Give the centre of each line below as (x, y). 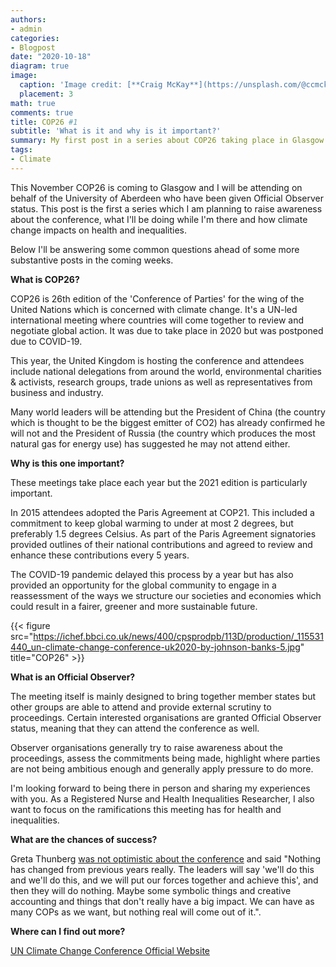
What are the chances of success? (84, 839)
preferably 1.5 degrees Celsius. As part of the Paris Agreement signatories (163, 533)
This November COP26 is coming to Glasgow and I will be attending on (156, 187)
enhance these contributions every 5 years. (100, 555)
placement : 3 (46, 94)
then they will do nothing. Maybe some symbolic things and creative (151, 890)
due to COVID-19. (46, 341)
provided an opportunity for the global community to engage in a (143, 585)
